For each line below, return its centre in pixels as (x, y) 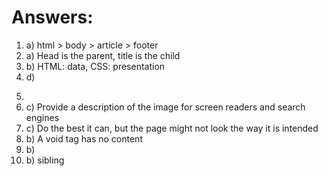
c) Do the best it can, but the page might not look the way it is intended (172, 128)
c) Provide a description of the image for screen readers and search (165, 107)
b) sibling (45, 160)
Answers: (52, 17)
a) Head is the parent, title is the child (103, 55)
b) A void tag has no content (84, 138)
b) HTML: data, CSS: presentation (95, 66)
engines (42, 117)
